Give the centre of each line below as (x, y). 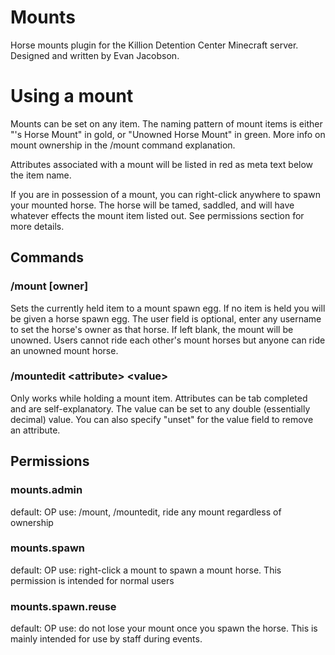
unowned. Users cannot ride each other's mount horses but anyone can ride (168, 340)
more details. (37, 226)
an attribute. (35, 430)
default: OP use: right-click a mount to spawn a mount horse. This (146, 570)
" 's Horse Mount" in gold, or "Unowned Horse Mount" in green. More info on (168, 134)
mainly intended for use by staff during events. (106, 639)
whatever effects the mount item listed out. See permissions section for (157, 215)
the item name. (41, 175)
